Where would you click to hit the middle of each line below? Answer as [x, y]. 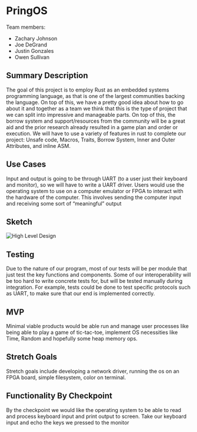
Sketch [19, 222]
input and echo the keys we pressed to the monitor [68, 422]
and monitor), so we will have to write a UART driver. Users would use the [95, 185]
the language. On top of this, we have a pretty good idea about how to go [95, 102]
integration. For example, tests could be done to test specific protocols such [98, 287]
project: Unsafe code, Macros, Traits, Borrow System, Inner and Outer [91, 140]
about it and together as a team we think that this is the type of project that [96, 108]
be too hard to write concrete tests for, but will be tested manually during [94, 281]
